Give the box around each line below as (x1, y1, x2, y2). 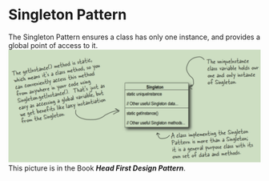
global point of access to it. (8, 40, 98, 50)
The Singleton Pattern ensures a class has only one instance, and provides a (8, 32, 261, 42)
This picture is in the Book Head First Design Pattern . (8, 163, 187, 173)
